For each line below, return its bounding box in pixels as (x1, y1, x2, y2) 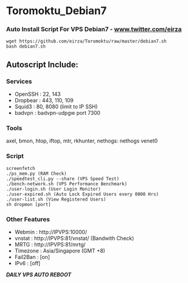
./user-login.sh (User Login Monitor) (6, 186, 101, 192)
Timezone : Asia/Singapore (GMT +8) (14, 247, 106, 254)
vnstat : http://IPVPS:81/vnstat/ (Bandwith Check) (14, 235, 134, 242)
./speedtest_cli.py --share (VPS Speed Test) (6, 175, 119, 182)
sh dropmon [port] (6, 201, 51, 207)
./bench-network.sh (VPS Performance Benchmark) (6, 181, 127, 187)
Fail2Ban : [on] (14, 254, 50, 261)
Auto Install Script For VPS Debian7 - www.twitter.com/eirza (6, 25, 182, 34)
